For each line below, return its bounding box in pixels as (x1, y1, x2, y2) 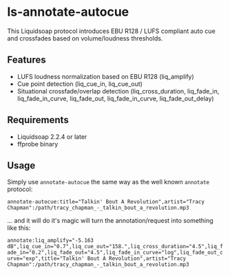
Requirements (7, 114, 69, 126)
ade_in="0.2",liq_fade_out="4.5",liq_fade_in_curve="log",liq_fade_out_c (7, 249, 224, 256)
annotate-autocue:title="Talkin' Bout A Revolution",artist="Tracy (7, 199, 205, 206)
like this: (7, 224, 31, 232)
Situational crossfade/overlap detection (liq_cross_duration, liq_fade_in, (17, 87, 220, 95)
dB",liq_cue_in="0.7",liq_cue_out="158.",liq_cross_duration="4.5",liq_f (7, 243, 224, 250)
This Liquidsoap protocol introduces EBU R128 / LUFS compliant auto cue (7, 27, 216, 35)
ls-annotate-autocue (7, 4, 129, 20)
